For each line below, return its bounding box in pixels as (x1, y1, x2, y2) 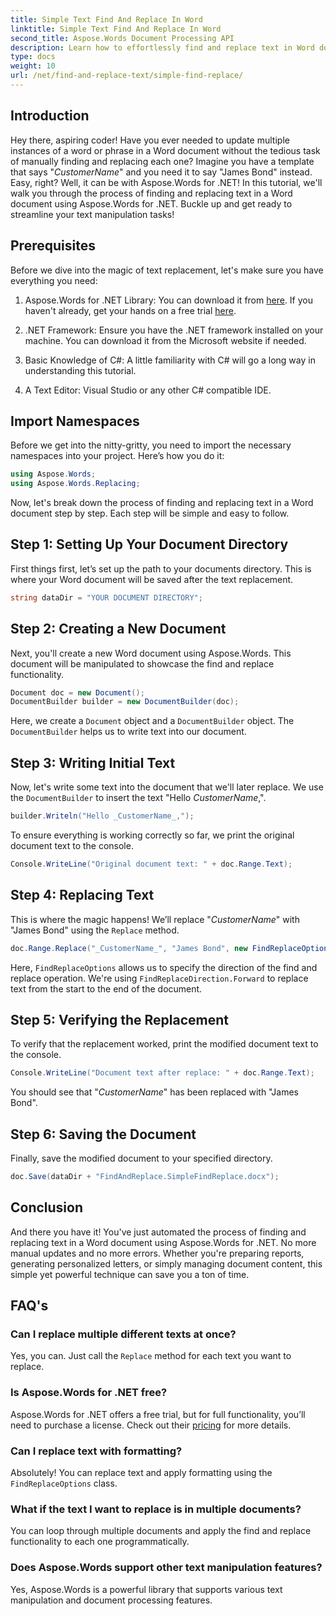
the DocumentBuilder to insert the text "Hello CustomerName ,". (10, 792, 267, 804)
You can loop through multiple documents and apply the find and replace (10, 1525, 312, 1537)
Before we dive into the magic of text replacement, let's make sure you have (10, 264, 324, 276)
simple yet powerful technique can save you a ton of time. (10, 1268, 250, 1280)
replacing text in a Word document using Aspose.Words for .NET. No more (10, 1236, 317, 1248)
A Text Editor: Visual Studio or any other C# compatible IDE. (24, 384, 272, 396)
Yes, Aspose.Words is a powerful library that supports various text (10, 1583, 283, 1595)
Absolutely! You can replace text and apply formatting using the (10, 1467, 273, 1479)
